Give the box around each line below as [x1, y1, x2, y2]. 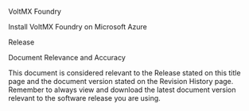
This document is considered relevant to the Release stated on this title [8, 68, 241, 78]
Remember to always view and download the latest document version [8, 85, 236, 94]
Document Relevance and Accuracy [8, 53, 126, 62]
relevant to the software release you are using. [8, 94, 161, 102]
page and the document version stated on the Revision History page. [8, 77, 234, 86]
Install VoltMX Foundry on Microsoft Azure [8, 22, 147, 31]
